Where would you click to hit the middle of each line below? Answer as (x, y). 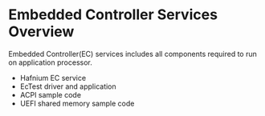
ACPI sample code (51, 94)
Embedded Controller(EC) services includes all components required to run (132, 54)
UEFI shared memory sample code (77, 103)
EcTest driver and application (68, 86)
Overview (41, 32)
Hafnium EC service (53, 78)
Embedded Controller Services (113, 15)
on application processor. (50, 62)
